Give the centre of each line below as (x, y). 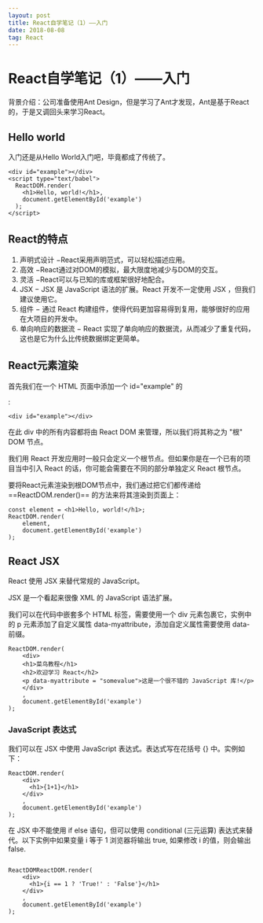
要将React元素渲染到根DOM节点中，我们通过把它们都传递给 (105, 485)
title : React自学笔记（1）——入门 (58, 23)
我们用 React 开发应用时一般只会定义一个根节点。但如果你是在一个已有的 (126, 458)
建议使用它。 (40, 299)
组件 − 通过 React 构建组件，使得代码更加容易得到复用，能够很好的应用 (135, 308)
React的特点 (38, 240)
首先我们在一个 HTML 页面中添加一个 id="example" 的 (95, 386)
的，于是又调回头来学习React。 (59, 112)
